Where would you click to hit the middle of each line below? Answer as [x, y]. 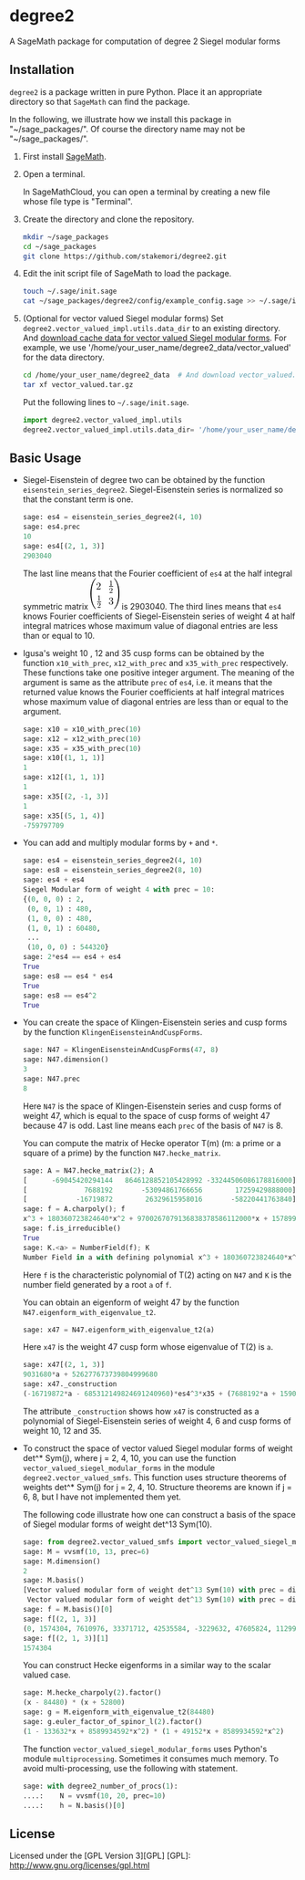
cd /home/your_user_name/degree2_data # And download [129, 375]
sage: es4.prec [51, 527]
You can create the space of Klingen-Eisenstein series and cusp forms [155, 1022]
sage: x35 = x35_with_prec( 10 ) [82, 748]
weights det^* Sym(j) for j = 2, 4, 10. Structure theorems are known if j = [158, 1487]
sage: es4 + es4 [53, 880]
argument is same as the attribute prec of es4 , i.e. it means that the [147, 682]
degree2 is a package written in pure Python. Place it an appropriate [136, 91]
